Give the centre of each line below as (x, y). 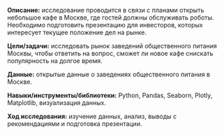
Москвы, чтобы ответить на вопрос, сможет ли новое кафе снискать (110, 53)
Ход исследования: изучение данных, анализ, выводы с (92, 116)
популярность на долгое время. (55, 61)
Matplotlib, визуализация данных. (57, 103)
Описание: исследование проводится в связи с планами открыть (106, 10)
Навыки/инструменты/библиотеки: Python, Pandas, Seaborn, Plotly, (110, 95)
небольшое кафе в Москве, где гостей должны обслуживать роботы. (111, 17)
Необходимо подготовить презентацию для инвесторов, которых (105, 25)
